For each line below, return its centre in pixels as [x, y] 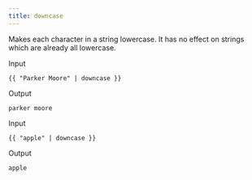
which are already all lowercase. [62, 47]
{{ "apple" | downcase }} [52, 138]
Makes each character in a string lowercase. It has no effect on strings [126, 39]
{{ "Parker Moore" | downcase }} [65, 78]
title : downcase [36, 16]
